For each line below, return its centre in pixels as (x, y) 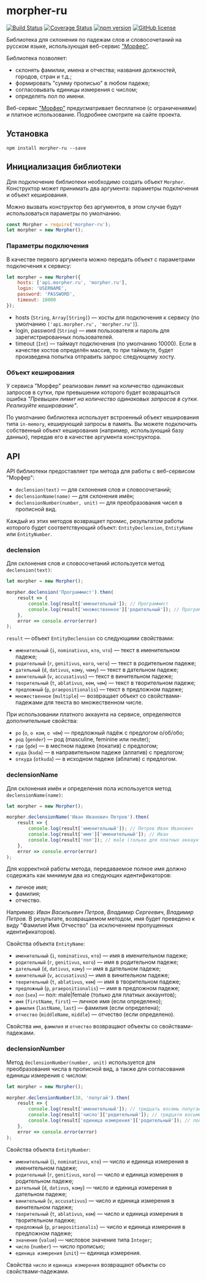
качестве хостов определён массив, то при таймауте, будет (94, 350)
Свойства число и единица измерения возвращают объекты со (86, 1264)
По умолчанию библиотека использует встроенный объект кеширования (103, 417)
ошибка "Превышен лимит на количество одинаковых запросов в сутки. (102, 399)
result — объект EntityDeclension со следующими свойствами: (90, 638)
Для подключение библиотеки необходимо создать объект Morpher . (96, 181)
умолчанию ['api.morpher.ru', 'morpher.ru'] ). (77, 324)
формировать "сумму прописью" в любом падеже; (82, 83)
